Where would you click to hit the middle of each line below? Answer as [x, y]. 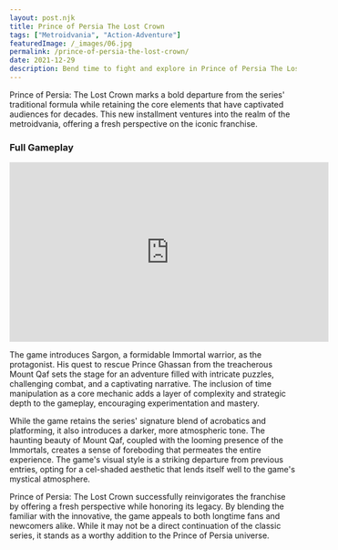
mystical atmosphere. [50, 479]
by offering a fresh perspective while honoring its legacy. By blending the [147, 506]
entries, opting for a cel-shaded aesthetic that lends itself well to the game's [153, 470]
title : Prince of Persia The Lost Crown [87, 26]
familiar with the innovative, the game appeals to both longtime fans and [145, 516]
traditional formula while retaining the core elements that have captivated [147, 104]
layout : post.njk [42, 18]
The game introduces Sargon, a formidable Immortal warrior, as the [136, 355]
